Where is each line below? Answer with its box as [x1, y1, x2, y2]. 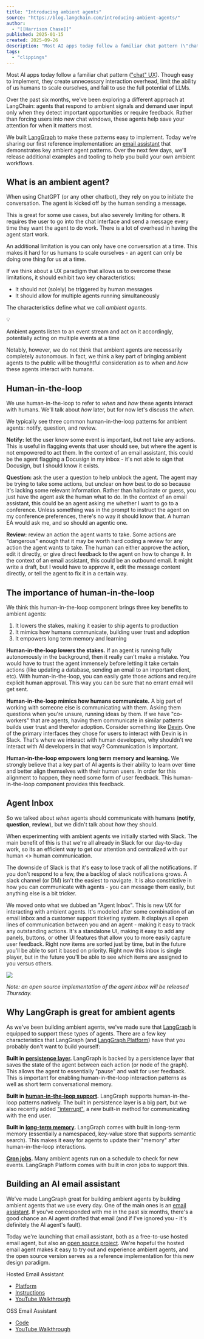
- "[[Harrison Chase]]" [12, 26, 72, 32]
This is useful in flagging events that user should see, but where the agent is [6, 442, 197, 450]
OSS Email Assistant [6, 1307, 57, 1314]
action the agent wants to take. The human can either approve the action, [6, 544, 190, 552]
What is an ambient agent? [6, 177, 110, 188]
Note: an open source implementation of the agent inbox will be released [6, 982, 189, 990]
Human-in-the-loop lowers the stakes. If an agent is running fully [6, 647, 172, 654]
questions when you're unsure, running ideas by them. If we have [6, 711, 170, 718]
